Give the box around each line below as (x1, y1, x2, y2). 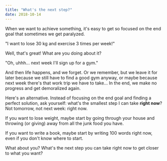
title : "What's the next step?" (5, 7, 72, 12)
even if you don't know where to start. (5, 135, 83, 141)
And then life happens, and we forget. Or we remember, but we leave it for (5, 69, 158, 75)
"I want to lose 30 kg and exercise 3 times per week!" (5, 40, 115, 46)
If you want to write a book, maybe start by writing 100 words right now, (5, 130, 153, 136)
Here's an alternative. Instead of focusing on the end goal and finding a (5, 95, 152, 101)
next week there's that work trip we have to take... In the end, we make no (5, 80, 157, 86)
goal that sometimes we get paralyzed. (5, 31, 85, 37)
